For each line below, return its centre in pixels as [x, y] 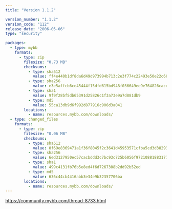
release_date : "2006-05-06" [35, 29]
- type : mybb [24, 48]
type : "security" [24, 34]
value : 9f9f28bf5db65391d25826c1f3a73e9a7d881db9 [87, 96]
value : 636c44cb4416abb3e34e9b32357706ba [78, 177]
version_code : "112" [27, 24]
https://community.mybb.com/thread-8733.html [56, 201]
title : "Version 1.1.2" [31, 10]
